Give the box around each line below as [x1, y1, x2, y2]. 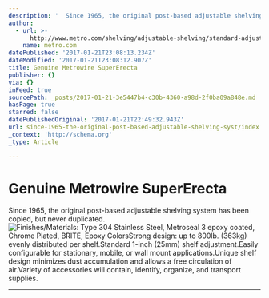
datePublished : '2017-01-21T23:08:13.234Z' [8, 49, 156, 57]
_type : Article [8, 137, 59, 146]
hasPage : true [8, 101, 56, 109]
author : [8, 19, 34, 27]
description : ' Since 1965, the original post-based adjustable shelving [8, 11, 263, 20]
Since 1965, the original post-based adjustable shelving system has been [8, 205, 250, 216]
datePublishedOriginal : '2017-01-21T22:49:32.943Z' [8, 116, 184, 124]
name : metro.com [22, 42, 78, 50]
